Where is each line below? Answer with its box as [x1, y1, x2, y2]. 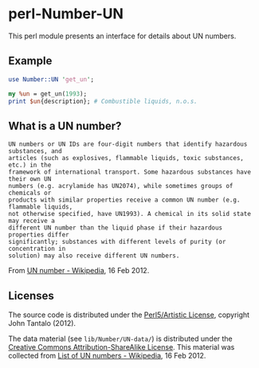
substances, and [8, 147, 62, 155]
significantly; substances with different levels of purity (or [8, 238, 226, 246]
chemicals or [8, 189, 52, 198]
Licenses [8, 288, 54, 303]
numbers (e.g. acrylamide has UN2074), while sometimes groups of [8, 182, 233, 190]
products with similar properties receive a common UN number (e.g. [8, 196, 241, 204]
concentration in [8, 245, 66, 253]
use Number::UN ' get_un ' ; [8, 75, 94, 84]
